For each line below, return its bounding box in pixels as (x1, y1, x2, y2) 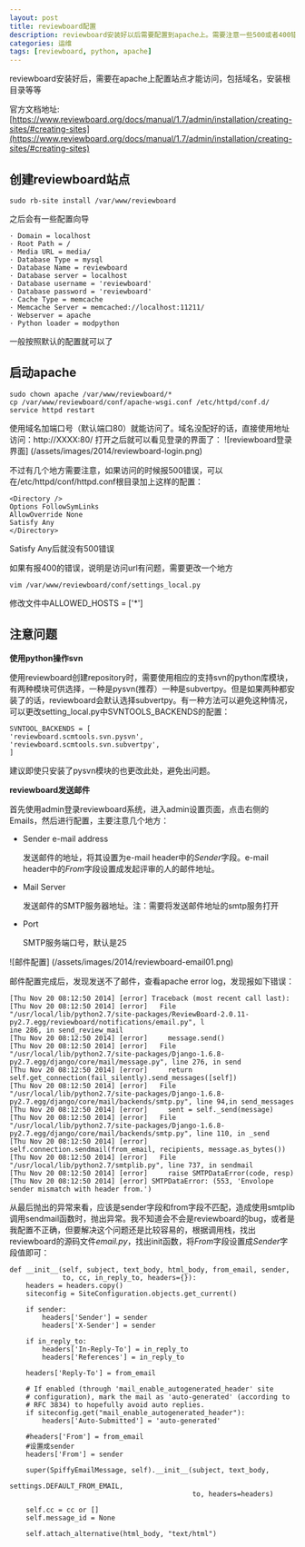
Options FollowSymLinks (9, 501, 100, 511)
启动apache (9, 365, 77, 381)
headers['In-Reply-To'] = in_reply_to (42, 1344, 189, 1354)
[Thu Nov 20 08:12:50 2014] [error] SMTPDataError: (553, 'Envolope (9, 1176, 274, 1185)
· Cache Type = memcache (9, 294, 103, 304)
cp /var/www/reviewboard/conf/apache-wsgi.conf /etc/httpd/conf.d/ (9, 397, 271, 407)
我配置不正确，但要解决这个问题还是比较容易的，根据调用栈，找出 (9, 1224, 256, 1235)
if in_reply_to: (25, 1336, 88, 1345)
